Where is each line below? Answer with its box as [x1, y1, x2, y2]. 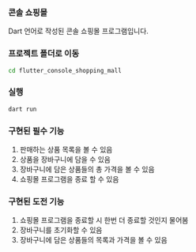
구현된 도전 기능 [8, 196, 65, 207]
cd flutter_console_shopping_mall [8, 66, 122, 74]
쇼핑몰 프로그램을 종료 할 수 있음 [19, 174, 119, 183]
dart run [8, 105, 37, 113]
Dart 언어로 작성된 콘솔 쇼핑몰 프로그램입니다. [8, 26, 149, 36]
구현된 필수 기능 [8, 125, 65, 136]
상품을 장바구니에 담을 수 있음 [19, 154, 111, 164]
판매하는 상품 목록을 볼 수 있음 [19, 145, 113, 154]
